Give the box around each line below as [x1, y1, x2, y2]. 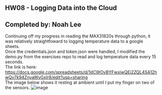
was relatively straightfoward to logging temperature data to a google [5, 38, 144, 44]
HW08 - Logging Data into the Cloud [5, 4, 117, 12]
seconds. [5, 59, 24, 65]
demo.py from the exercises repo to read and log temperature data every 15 [5, 54, 157, 60]
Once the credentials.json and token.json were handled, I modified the [5, 48, 146, 55]
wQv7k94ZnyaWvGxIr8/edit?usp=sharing [5, 75, 88, 80]
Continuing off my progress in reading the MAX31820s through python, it [5, 33, 151, 39]
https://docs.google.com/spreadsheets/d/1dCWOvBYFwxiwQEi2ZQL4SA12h [5, 69, 157, 75]
